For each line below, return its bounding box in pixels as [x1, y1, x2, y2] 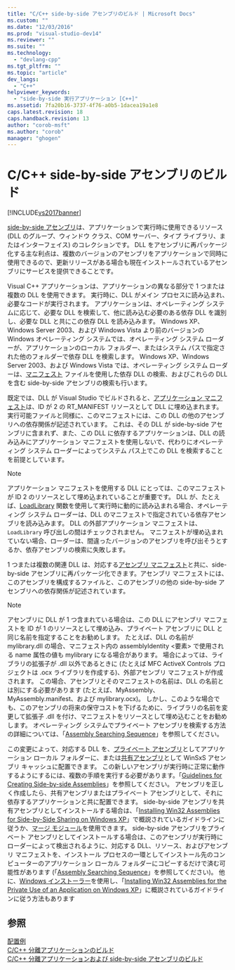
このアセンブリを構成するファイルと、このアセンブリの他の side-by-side [7, 578, 217, 586]
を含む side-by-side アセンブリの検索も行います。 [7, 379, 152, 387]
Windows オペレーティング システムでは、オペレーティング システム [7, 335, 205, 344]
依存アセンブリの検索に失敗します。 [25, 546, 130, 554]
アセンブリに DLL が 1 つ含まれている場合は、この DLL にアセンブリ [7, 615, 202, 624]
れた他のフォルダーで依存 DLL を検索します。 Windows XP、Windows [7, 353, 209, 361]
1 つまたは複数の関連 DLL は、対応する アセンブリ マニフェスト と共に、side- [7, 560, 227, 569]
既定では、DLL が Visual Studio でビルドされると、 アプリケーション [7, 393, 203, 402]
